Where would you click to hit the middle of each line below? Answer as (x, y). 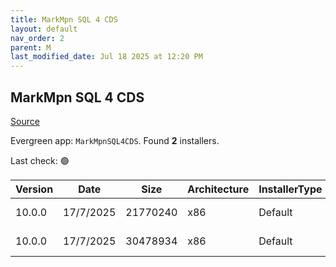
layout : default (44, 29)
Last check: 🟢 (40, 160)
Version (34, 189)
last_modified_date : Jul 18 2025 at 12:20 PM (106, 57)
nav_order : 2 (37, 38)
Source (25, 121)
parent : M (31, 47)
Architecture (218, 189)
